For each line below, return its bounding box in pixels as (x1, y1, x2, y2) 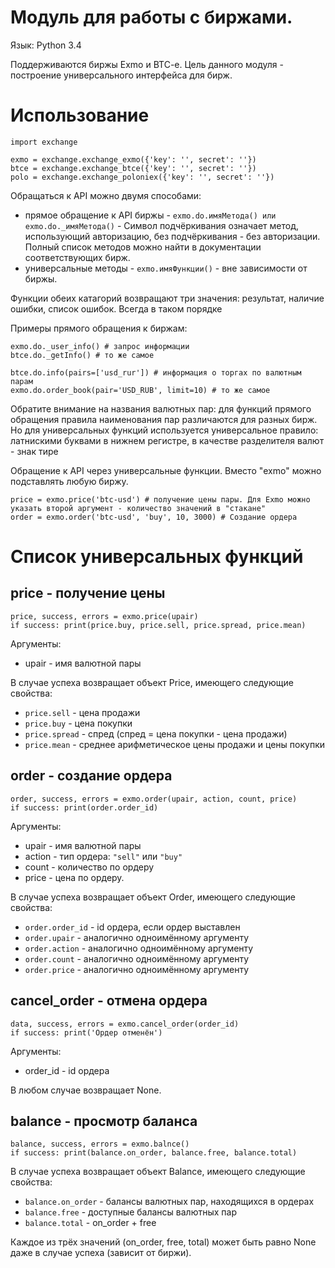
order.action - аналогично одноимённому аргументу (24, 942, 254, 954)
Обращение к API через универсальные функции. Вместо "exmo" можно (10, 464, 322, 476)
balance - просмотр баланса (10, 1112, 198, 1130)
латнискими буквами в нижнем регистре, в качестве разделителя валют (10, 434, 325, 446)
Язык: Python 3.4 (10, 39, 82, 51)
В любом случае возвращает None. (10, 1084, 162, 1096)
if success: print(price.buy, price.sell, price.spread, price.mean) (10, 620, 307, 630)
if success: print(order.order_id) (10, 802, 159, 813)
